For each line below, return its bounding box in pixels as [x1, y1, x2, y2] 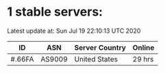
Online [132, 42, 155, 52]
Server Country [74, 42, 127, 52]
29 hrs [132, 54, 154, 63]
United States [74, 54, 118, 63]
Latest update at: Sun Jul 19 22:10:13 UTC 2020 [7, 27, 141, 35]
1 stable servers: [7, 4, 103, 20]
